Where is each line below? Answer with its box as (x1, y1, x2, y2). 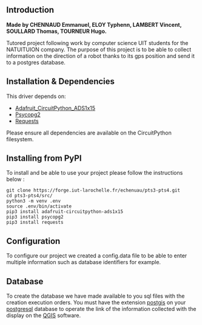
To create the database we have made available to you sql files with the (6, 292, 185, 300)
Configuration (6, 236, 61, 246)
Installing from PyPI (6, 153, 82, 164)
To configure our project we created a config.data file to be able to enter (6, 252, 187, 259)
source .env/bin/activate (6, 203, 72, 209)
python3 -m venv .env (6, 198, 61, 204)
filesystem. (6, 135, 34, 142)
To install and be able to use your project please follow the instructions (6, 169, 183, 176)
